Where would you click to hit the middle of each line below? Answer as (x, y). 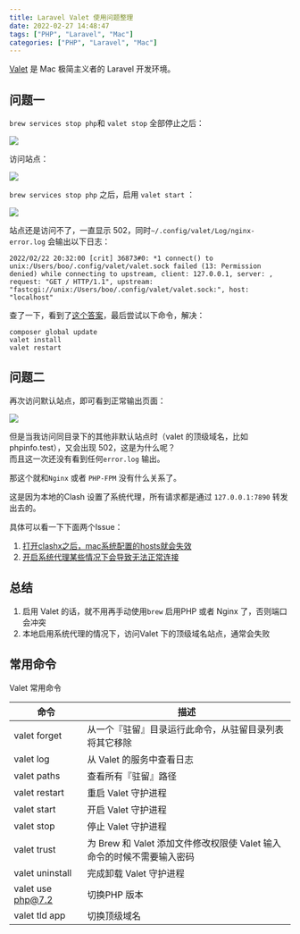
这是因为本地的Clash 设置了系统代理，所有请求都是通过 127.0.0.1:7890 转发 (149, 496)
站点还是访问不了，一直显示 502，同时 (80, 231)
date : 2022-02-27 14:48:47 (59, 26)
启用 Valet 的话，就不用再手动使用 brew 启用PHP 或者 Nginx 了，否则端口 (154, 611)
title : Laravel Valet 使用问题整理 (71, 17)
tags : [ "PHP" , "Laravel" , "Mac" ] (71, 34)
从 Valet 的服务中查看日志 (140, 759)
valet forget (38, 736)
